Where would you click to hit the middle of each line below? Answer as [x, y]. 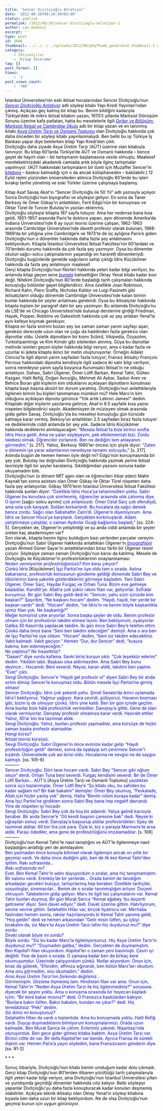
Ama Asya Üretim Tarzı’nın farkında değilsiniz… [53, 976]
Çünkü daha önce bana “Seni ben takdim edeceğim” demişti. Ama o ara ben [81, 631]
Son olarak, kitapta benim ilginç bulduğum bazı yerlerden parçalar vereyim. [80, 538]
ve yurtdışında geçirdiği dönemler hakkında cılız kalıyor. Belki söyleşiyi [75, 1083]
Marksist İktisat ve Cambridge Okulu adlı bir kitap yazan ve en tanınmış [76, 126]
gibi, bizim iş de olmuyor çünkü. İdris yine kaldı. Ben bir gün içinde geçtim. [79, 703]
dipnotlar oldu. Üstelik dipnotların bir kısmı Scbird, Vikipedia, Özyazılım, [76, 337]
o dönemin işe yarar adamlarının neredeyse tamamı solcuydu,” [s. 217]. [76, 450]
